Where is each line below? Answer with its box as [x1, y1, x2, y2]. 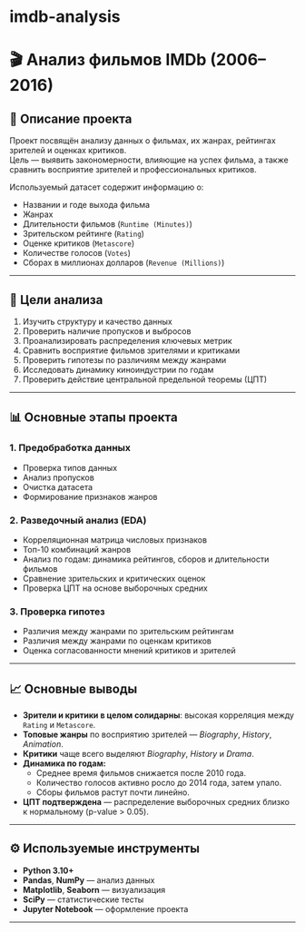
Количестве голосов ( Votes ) [22, 248, 132, 259]
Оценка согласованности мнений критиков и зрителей [22, 645, 236, 656]
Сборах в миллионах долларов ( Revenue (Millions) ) [22, 257, 225, 269]
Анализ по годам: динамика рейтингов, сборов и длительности [22, 554, 270, 564]
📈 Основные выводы [9, 681, 138, 696]
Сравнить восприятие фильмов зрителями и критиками [22, 345, 241, 356]
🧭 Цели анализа [9, 292, 103, 308]
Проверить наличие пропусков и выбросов [22, 326, 192, 337]
